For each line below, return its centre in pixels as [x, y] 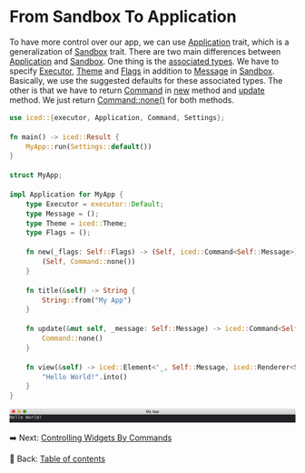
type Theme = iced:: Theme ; [77, 223]
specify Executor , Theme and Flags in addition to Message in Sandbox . [142, 71]
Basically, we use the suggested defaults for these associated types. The [146, 80]
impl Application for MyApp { [67, 194]
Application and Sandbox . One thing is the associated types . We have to [144, 61]
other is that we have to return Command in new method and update [137, 90]
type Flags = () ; [59, 233]
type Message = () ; [63, 214]
